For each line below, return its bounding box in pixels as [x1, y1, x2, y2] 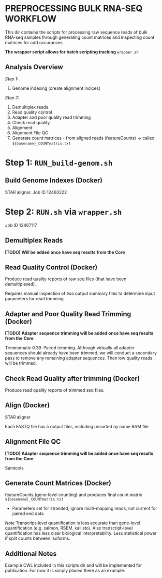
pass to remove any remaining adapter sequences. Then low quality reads [5, 355, 153, 361]
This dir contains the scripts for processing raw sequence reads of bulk [5, 29, 147, 35]
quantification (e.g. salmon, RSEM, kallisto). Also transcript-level [5, 525, 133, 531]
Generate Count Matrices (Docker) [5, 479, 111, 487]
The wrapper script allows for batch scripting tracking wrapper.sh [5, 49, 139, 55]
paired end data [12, 511, 44, 516]
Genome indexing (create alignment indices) [12, 85, 101, 91]
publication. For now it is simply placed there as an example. [5, 568, 126, 574]
